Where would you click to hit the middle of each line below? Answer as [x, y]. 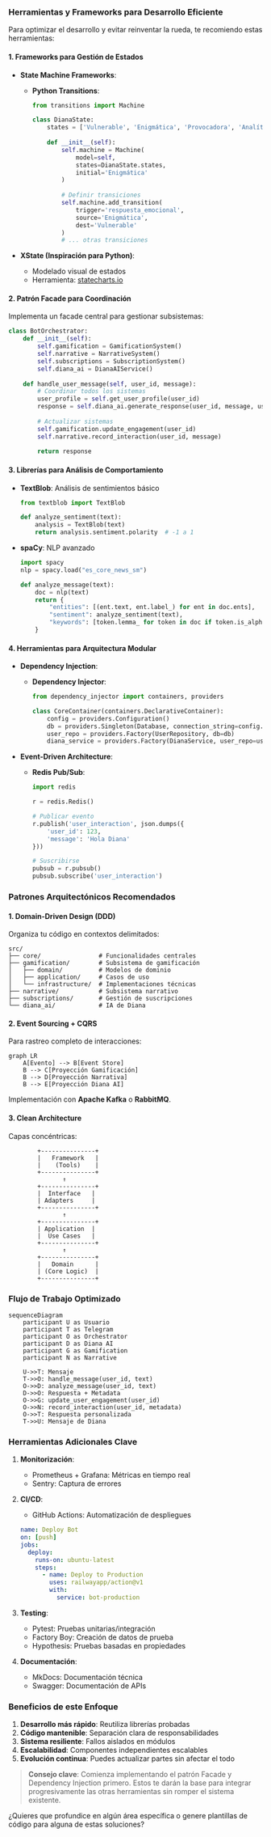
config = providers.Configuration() [108, 718]
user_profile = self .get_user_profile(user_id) [119, 399]
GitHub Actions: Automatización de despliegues [112, 1515]
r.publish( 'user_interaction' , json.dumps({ [108, 823]
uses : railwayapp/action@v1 [96, 1583]
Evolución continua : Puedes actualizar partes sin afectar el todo [127, 1759]
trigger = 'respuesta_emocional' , [130, 210]
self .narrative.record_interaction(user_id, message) [129, 436]
